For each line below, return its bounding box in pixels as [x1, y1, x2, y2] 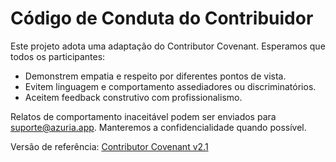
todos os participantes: [10, 50, 106, 62]
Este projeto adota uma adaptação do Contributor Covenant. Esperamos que [10, 40, 326, 52]
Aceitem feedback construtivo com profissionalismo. [24, 91, 243, 103]
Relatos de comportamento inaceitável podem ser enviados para [10, 110, 277, 122]
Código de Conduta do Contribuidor [10, 7, 314, 30]
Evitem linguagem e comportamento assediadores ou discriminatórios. [24, 80, 317, 92]
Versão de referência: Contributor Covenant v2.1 [10, 140, 209, 152]
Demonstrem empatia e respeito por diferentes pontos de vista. [24, 70, 287, 82]
